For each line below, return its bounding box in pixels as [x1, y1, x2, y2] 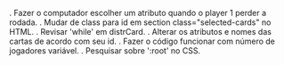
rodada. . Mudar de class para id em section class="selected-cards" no [9, 17, 272, 28]
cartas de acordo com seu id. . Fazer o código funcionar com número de [9, 36, 276, 46]
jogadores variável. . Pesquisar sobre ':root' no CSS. [9, 45, 201, 56]
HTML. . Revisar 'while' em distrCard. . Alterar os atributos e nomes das [9, 27, 272, 37]
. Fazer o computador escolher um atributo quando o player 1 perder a [9, 8, 267, 18]
